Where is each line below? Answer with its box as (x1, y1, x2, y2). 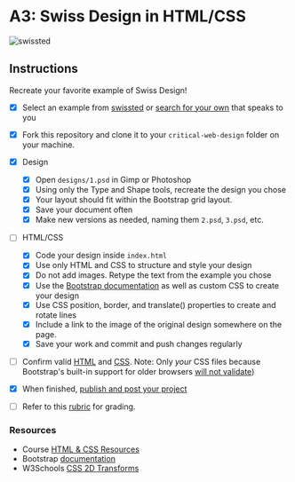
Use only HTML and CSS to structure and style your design (35, 260, 252, 271)
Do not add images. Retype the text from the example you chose (35, 270, 272, 281)
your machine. (21, 139, 76, 150)
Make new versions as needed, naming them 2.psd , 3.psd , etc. (35, 215, 264, 225)
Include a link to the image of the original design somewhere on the (35, 319, 283, 329)
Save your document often (35, 204, 133, 215)
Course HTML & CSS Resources (21, 444, 140, 454)
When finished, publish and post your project (21, 383, 187, 394)
